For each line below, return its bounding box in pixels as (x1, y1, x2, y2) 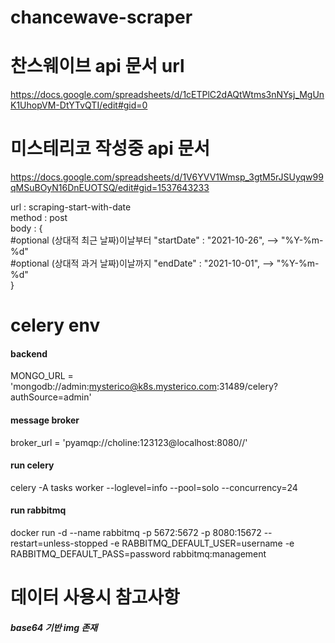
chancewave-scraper (10, 6, 193, 29)
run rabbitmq (10, 504, 67, 516)
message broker (10, 414, 80, 426)
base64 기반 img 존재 (10, 621, 98, 633)
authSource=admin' (10, 391, 92, 403)
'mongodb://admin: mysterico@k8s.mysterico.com (10, 381, 217, 393)
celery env (10, 314, 101, 337)
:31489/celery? (216, 381, 279, 393)
